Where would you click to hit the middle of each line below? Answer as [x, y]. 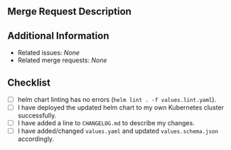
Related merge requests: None [62, 60]
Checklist [29, 82]
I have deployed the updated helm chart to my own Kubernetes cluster [120, 108]
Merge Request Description [69, 12]
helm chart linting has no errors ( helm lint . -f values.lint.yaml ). [117, 100]
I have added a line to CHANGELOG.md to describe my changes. [106, 123]
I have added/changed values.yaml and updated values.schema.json [118, 131]
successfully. [37, 115]
